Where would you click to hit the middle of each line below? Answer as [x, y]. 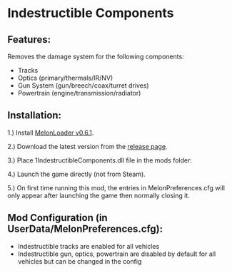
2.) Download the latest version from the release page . [87, 146]
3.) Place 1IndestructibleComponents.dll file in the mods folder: [100, 160]
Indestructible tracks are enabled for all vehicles [89, 246]
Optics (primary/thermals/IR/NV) [65, 78]
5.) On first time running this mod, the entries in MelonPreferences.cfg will [116, 187]
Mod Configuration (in [58, 218]
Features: [29, 40]
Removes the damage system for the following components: [96, 56]
